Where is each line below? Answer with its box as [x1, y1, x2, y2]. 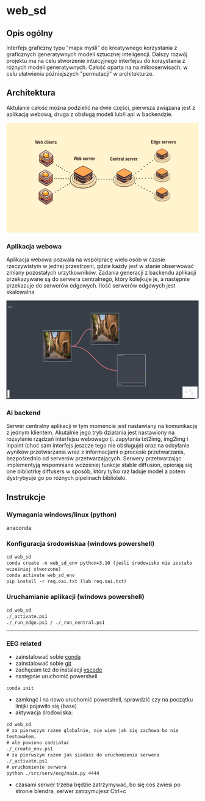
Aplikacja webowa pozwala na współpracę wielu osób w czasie [6, 256, 166, 263]
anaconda [6, 524, 32, 532]
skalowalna [6, 288, 35, 296]
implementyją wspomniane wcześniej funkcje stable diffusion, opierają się [6, 462, 193, 469]
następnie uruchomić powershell [15, 673, 98, 680]
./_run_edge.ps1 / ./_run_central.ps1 [6, 619, 105, 626]
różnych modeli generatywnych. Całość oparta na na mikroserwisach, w [6, 63, 188, 71]
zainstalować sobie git [15, 660, 72, 667]
